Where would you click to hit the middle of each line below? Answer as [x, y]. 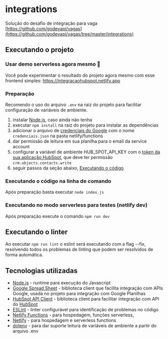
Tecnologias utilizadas [41, 271]
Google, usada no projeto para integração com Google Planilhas [79, 294]
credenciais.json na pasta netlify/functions [58, 136]
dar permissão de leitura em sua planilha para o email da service [80, 141]
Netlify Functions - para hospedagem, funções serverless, [73, 315]
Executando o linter [37, 232]
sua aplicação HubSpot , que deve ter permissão [63, 157]
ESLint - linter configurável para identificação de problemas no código [86, 310]
